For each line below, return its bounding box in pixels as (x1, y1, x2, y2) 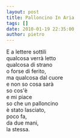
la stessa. (6, 126, 30, 133)
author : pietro (6, 32, 45, 38)
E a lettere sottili (6, 48, 47, 55)
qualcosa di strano (6, 61, 53, 69)
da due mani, (6, 119, 39, 126)
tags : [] (6, 20, 28, 26)
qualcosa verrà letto (6, 55, 56, 62)
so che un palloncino (6, 100, 59, 107)
